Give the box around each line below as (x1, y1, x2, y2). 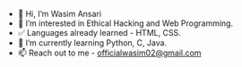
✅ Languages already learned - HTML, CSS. (17, 28, 181, 38)
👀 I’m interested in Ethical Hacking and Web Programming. (17, 18, 234, 29)
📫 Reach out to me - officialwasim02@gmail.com (17, 47, 202, 58)
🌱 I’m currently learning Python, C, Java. (17, 38, 168, 48)
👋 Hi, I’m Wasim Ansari (17, 9, 101, 19)
